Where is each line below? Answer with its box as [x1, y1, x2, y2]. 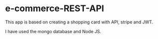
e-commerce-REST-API [5, 3, 104, 14]
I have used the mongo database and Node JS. [5, 28, 101, 34]
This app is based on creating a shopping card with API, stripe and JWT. [5, 19, 154, 25]
